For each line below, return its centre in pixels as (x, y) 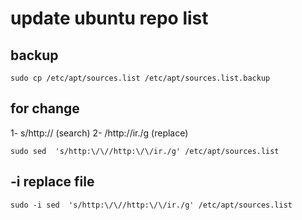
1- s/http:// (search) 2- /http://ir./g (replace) (99, 133)
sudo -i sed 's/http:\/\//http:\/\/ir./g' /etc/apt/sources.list (151, 205)
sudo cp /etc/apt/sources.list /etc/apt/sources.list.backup (140, 78)
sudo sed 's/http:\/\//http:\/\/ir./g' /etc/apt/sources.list (145, 151)
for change (45, 108)
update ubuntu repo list (109, 18)
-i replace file (52, 182)
